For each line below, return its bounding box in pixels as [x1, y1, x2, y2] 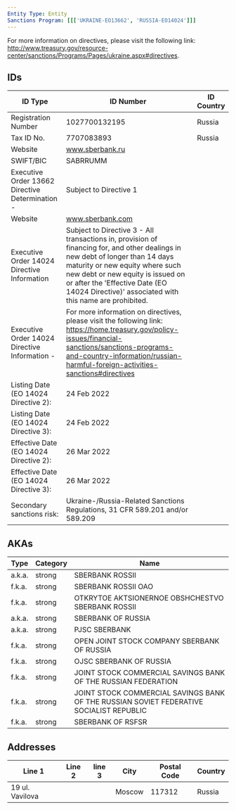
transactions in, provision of [65, 234, 158, 244]
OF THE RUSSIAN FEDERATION [74, 676, 178, 686]
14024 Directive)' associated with [65, 287, 179, 297]
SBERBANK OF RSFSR [74, 717, 147, 727]
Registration [11, 113, 51, 123]
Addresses [7, 741, 56, 753]
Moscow [115, 787, 144, 797]
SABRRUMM [65, 156, 107, 166]
